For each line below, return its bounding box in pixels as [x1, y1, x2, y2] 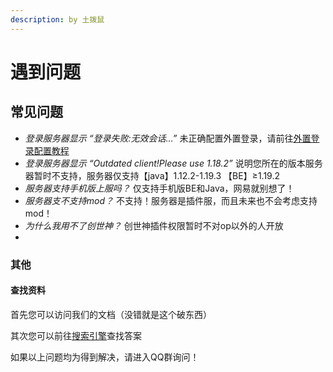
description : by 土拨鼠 [10, 14, 105, 25]
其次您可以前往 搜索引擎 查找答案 [10, 329, 142, 341]
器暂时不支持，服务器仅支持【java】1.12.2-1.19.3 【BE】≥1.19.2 [24, 169, 280, 181]
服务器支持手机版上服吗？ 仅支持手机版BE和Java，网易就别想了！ [24, 182, 295, 194]
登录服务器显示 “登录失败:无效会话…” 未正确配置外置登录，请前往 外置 [24, 132, 312, 144]
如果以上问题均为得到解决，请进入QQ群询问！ [10, 351, 200, 363]
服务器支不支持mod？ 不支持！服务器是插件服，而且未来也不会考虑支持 [24, 194, 318, 206]
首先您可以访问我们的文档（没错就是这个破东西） [10, 308, 212, 320]
